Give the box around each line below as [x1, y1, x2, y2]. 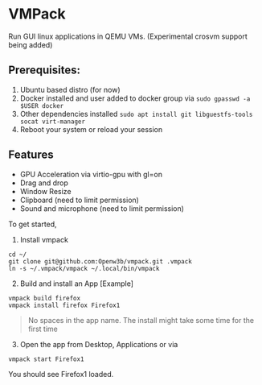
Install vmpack [19, 234, 68, 244]
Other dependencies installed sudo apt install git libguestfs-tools [19, 109, 253, 118]
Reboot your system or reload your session [19, 124, 163, 134]
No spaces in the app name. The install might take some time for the [27, 315, 255, 325]
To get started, [8, 219, 58, 229]
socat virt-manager [19, 118, 86, 126]
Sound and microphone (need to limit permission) [19, 203, 185, 213]
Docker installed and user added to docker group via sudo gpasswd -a [19, 93, 251, 103]
